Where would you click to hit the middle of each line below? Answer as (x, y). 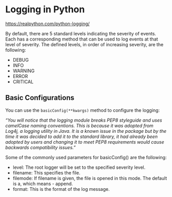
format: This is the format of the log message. (61, 189)
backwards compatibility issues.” (41, 147)
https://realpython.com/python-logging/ (47, 24)
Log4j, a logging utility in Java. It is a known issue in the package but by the (86, 131)
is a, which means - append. (43, 184)
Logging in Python (45, 9)
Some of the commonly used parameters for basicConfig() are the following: (86, 157)
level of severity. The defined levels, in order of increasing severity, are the (84, 44)
